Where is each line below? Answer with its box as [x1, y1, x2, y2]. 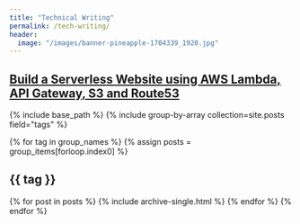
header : [9, 30, 39, 39]
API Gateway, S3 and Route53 [9, 85, 180, 101]
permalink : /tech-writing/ [9, 22, 110, 31]
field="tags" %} [9, 119, 68, 130]
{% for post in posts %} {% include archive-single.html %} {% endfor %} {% [9, 195, 292, 207]
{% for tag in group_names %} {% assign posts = [9, 137, 191, 148]
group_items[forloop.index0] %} [9, 146, 128, 157]
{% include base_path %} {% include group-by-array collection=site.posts [9, 110, 285, 121]
